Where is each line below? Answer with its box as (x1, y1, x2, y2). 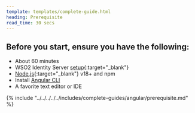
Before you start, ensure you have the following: (6, 42, 190, 52)
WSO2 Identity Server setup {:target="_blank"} (14, 64, 129, 71)
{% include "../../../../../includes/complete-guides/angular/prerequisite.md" (6, 95, 188, 102)
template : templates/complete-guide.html (6, 8, 111, 15)
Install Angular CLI (14, 77, 60, 84)
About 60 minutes (14, 58, 59, 65)
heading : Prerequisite (6, 14, 63, 20)
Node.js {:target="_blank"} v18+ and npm (14, 70, 115, 77)
